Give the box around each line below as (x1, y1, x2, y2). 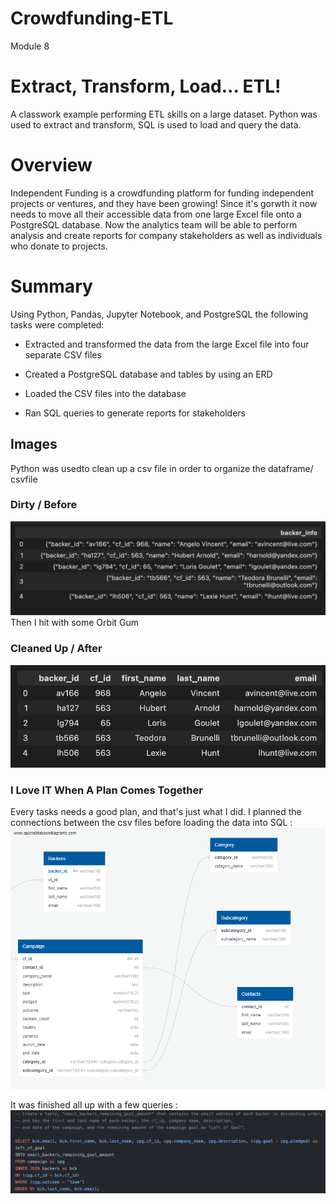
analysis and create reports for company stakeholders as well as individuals (10, 229, 323, 241)
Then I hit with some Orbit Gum (10, 617, 140, 629)
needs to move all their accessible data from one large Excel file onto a (10, 208, 302, 220)
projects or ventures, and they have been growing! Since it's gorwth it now (10, 197, 318, 209)
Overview (10, 154, 93, 177)
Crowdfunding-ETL (10, 7, 174, 30)
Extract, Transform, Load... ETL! (10, 75, 282, 98)
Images (10, 436, 58, 453)
